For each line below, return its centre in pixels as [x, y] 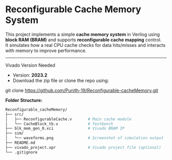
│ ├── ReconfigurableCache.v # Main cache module [68, 119]
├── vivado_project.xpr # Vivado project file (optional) [83, 147]
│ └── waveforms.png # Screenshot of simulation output [84, 138]
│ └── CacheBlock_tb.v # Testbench [59, 124]
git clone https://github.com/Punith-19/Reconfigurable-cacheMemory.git [82, 90]
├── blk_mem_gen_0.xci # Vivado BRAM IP [65, 128]
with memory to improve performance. [46, 50]
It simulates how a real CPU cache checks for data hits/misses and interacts [85, 45]
